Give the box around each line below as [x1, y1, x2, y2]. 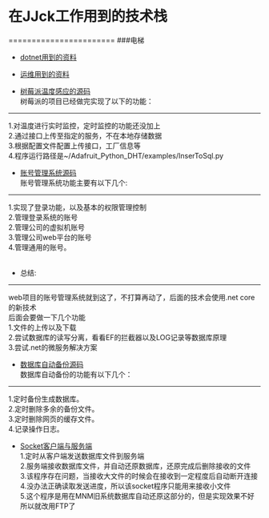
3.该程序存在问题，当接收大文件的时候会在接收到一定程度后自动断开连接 [19, 471, 259, 480]
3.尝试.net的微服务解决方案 [8, 342, 98, 352]
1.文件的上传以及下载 [8, 322, 77, 332]
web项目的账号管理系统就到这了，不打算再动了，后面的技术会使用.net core [8, 292, 255, 302]
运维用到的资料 [19, 69, 70, 78]
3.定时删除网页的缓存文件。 [8, 414, 99, 424]
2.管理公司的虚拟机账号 [8, 222, 86, 232]
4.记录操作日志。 [8, 424, 64, 433]
